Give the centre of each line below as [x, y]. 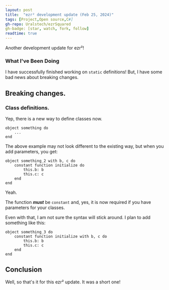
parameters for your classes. [35, 208]
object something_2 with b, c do [40, 161]
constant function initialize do [49, 165]
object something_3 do [29, 232]
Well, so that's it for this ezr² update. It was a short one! [63, 282]
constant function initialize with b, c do [61, 236]
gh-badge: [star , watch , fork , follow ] [47, 29]
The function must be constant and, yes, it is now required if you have [78, 202]
